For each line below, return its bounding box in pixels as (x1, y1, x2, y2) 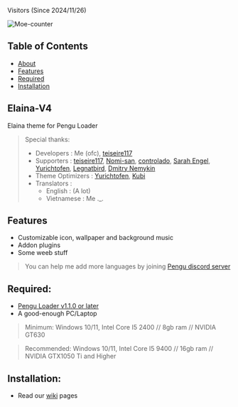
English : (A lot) (45, 186, 91, 195)
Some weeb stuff (17, 249, 68, 257)
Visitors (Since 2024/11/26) (7, 6, 87, 14)
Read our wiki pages (17, 391, 78, 400)
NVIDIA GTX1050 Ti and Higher (24, 352, 117, 361)
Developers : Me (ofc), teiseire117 (35, 148, 133, 157)
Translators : (35, 179, 72, 188)
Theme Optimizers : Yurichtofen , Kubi (35, 171, 146, 180)
